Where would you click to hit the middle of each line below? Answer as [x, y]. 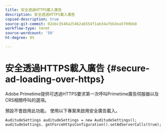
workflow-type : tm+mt [28, 28]
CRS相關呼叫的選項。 [27, 100]
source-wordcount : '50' [30, 33]
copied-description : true [32, 19]
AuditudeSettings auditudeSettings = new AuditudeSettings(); [71, 120]
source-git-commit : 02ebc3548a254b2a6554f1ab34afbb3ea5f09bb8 [71, 24]
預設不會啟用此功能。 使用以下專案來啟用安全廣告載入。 [63, 110]
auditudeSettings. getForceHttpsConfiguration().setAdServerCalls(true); [83, 124]
